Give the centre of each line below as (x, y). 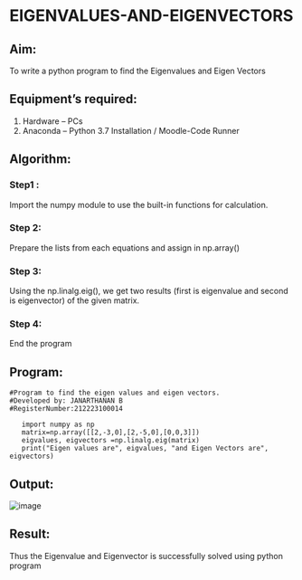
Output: (32, 484)
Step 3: (26, 271)
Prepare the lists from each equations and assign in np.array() (125, 247)
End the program (41, 344)
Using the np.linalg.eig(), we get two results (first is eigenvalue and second (149, 291)
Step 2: (26, 228)
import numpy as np (58, 425)
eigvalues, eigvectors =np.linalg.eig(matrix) (111, 441)
